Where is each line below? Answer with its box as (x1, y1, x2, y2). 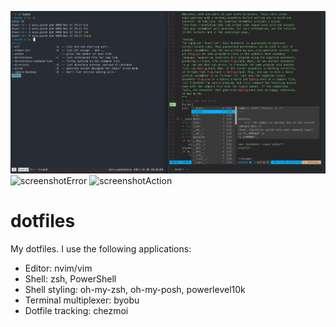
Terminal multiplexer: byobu (24, 294, 140, 306)
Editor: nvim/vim (24, 262, 93, 275)
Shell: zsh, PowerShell (24, 273, 117, 285)
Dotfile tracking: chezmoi (24, 305, 129, 317)
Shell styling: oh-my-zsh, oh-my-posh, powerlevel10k (24, 284, 246, 296)
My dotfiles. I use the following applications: (10, 243, 192, 255)
